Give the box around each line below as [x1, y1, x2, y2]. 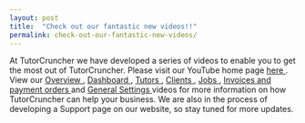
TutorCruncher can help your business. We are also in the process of [9, 94, 269, 105]
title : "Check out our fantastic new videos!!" [9, 22, 198, 31]
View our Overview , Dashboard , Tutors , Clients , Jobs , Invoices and [9, 75, 271, 86]
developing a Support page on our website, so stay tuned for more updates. [9, 104, 294, 115]
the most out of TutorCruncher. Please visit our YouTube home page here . [9, 65, 289, 76]
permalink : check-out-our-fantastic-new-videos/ [9, 30, 198, 39]
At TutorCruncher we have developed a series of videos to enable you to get [9, 56, 296, 67]
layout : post [9, 13, 59, 23]
